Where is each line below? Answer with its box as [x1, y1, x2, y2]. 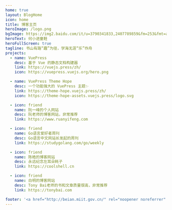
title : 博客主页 [5, 22, 37, 27]
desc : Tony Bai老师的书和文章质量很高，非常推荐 [14, 183, 108, 188]
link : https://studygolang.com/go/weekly [14, 140, 104, 145]
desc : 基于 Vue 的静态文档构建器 [14, 60, 78, 65]
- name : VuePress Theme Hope [10, 79, 72, 84]
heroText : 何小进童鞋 [5, 36, 48, 42]
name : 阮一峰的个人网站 [14, 107, 59, 112]
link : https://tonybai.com [14, 187, 72, 193]
